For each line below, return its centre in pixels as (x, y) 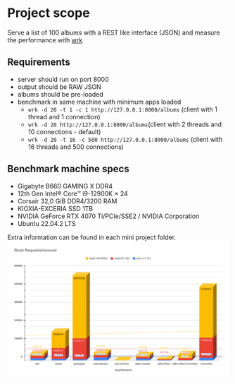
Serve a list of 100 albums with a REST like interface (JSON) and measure (114, 32)
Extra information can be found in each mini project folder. (92, 237)
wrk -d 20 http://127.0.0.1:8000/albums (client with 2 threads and (125, 124)
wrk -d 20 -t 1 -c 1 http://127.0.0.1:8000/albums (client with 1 (123, 109)
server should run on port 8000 (63, 79)
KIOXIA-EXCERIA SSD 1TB (55, 208)
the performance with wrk (45, 40)
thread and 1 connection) (64, 116)
